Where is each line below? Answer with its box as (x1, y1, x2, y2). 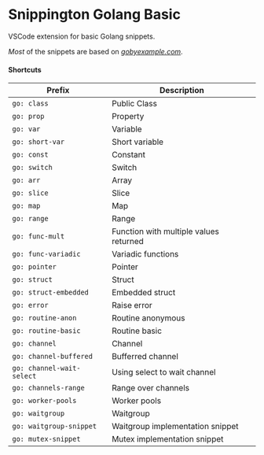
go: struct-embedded (12, 288, 89, 297)
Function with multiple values (111, 226, 220, 237)
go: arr (12, 176, 41, 185)
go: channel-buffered (12, 352, 93, 361)
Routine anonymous (111, 313, 185, 324)
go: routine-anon (12, 313, 77, 323)
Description (159, 85, 204, 96)
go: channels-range (12, 383, 85, 393)
